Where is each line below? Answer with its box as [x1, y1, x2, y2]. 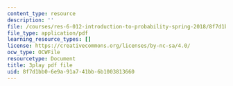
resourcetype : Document [7, 55, 76, 62]
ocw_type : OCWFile [7, 49, 60, 56]
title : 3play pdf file [7, 62, 73, 69]
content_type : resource [7, 10, 76, 17]
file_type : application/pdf [7, 29, 89, 37]
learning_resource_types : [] [7, 36, 92, 43]
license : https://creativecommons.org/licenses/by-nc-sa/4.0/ [7, 42, 191, 49]
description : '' [7, 17, 54, 24]
